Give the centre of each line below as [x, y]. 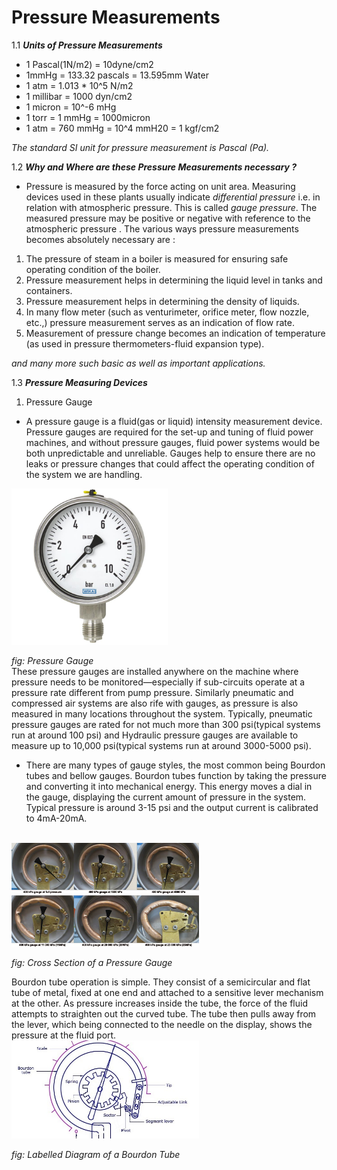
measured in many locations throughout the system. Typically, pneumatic [162, 713]
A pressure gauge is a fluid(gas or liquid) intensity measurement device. [174, 421]
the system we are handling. [84, 474]
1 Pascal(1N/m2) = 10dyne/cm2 [89, 64]
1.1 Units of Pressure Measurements [87, 45]
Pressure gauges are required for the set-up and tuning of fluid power [169, 432]
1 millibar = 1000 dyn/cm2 [79, 96]
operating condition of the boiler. [93, 269]
